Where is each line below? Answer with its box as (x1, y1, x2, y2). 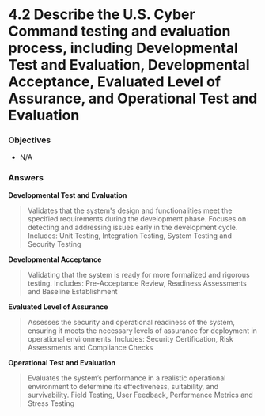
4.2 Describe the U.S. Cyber (8, 6, 195, 24)
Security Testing (27, 239, 81, 248)
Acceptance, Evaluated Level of (8, 73, 221, 91)
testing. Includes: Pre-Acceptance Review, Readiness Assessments (27, 278, 248, 288)
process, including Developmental (8, 40, 239, 57)
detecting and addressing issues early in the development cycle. (27, 222, 238, 232)
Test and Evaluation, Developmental (8, 56, 251, 74)
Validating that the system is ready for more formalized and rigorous (27, 270, 251, 279)
